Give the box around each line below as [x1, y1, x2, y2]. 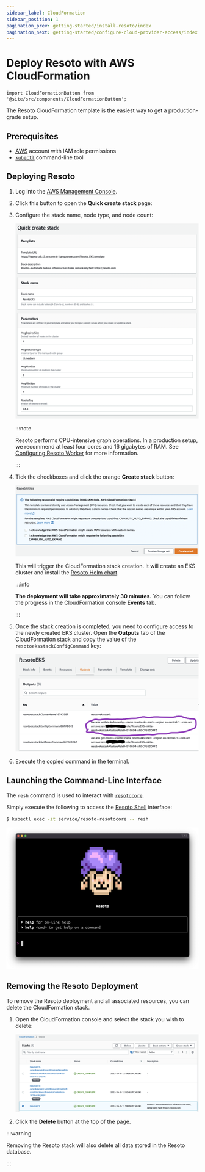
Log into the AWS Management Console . [15, 187, 118, 195]
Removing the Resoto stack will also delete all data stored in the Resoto [6, 1141, 185, 1149]
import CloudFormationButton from [6, 90, 95, 96]
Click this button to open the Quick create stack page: [15, 199, 153, 207]
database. [6, 1148, 32, 1156]
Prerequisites [6, 131, 59, 142]
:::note [15, 424, 32, 432]
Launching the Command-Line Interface [6, 775, 162, 786]
